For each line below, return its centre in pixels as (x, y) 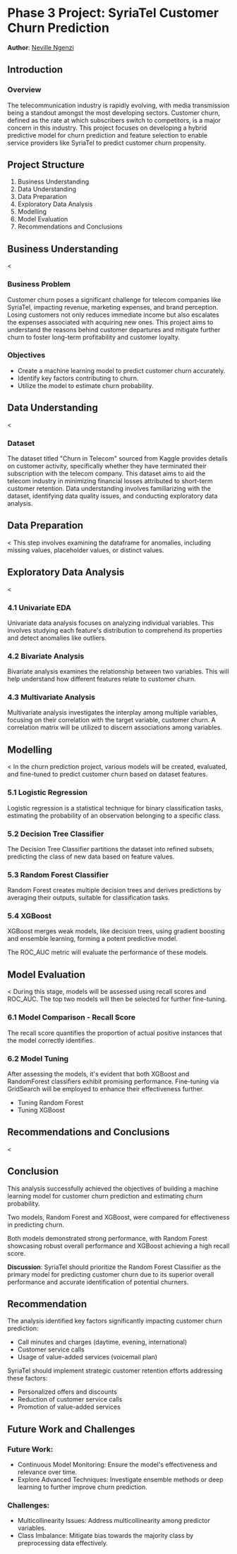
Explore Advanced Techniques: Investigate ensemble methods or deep (120, 1480)
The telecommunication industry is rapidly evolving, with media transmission (119, 105)
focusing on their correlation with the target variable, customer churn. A (112, 720)
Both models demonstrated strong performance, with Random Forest (108, 1238)
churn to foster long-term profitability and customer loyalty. (93, 337)
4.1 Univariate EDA (39, 607)
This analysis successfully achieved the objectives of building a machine (113, 1188)
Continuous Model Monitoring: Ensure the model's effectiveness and (117, 1464)
